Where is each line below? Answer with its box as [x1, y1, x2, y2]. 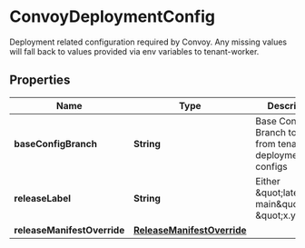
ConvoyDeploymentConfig [9, 6, 216, 27]
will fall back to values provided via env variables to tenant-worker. [9, 45, 260, 56]
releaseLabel [14, 192, 71, 204]
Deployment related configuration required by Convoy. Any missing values [9, 36, 288, 47]
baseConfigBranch [14, 137, 98, 150]
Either [255, 174, 281, 187]
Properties [9, 73, 71, 88]
